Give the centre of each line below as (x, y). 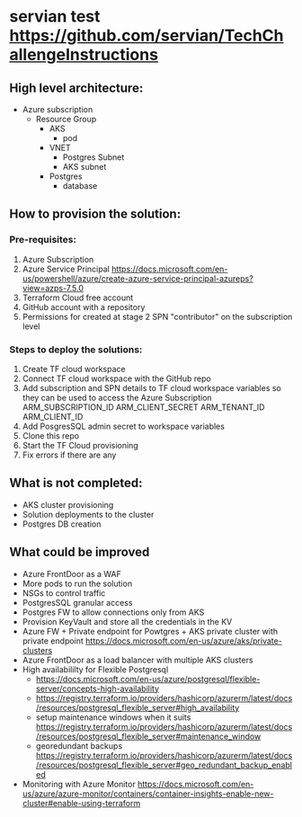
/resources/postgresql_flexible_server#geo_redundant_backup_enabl (164, 765)
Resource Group (66, 119)
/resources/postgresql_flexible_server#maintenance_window (148, 736)
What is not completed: (76, 483)
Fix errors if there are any (69, 455)
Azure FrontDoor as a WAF (71, 573)
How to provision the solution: (95, 214)
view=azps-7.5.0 (53, 288)
